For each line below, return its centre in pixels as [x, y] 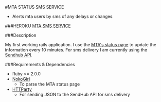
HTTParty [22, 89]
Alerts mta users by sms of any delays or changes [62, 16]
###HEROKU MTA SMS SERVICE [38, 26]
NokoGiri [21, 79]
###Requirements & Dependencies [40, 64]
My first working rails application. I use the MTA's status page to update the [81, 45]
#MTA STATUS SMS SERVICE [35, 7]
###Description [21, 35]
